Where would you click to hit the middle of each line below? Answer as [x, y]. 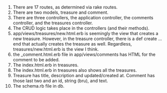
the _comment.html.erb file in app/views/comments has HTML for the [84, 54]
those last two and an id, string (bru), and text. [60, 81]
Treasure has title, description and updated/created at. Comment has [84, 75]
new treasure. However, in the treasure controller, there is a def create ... [87, 39]
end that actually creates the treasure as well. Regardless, [72, 44]
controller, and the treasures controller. [53, 23]
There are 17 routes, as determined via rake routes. [65, 7]
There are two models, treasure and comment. [61, 12]
